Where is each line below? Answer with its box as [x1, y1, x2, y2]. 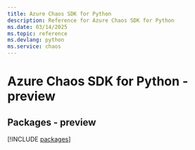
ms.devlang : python [7, 37, 65, 44]
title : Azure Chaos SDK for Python [7, 10, 112, 18]
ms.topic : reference [7, 30, 68, 37]
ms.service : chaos [7, 43, 61, 50]
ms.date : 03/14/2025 [7, 23, 68, 30]
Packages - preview [7, 116, 96, 128]
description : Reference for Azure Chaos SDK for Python [7, 17, 175, 24]
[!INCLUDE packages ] [7, 135, 71, 143]
